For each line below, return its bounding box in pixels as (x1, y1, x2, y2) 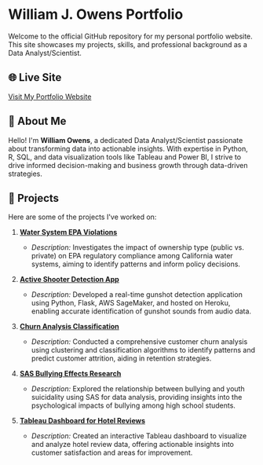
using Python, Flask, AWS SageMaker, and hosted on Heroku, (31, 298, 231, 308)
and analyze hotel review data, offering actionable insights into (31, 440, 234, 449)
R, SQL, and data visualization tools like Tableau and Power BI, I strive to (8, 152, 242, 162)
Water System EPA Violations (19, 228, 118, 237)
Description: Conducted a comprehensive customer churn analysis (31, 337, 248, 346)
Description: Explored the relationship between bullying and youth (31, 384, 245, 394)
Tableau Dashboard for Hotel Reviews (19, 416, 146, 426)
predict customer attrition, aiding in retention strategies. (31, 353, 212, 363)
